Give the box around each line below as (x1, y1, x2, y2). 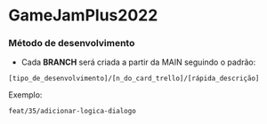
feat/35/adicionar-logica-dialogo (8, 107, 137, 116)
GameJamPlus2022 (8, 5, 158, 26)
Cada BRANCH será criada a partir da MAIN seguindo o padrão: (20, 57, 256, 67)
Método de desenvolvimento (8, 37, 135, 50)
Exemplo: (8, 89, 43, 100)
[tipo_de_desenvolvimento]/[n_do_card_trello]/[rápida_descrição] (8, 74, 260, 83)
